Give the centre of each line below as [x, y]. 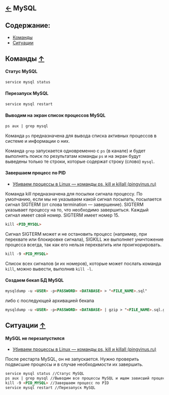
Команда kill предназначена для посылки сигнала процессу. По [74, 194]
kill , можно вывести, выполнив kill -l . [49, 269]
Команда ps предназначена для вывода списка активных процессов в [81, 136]
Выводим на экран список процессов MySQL [55, 116]
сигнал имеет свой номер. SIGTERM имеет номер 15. [62, 215]
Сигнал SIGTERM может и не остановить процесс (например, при [76, 234]
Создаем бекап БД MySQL [34, 280]
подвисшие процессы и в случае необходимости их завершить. [74, 364]
